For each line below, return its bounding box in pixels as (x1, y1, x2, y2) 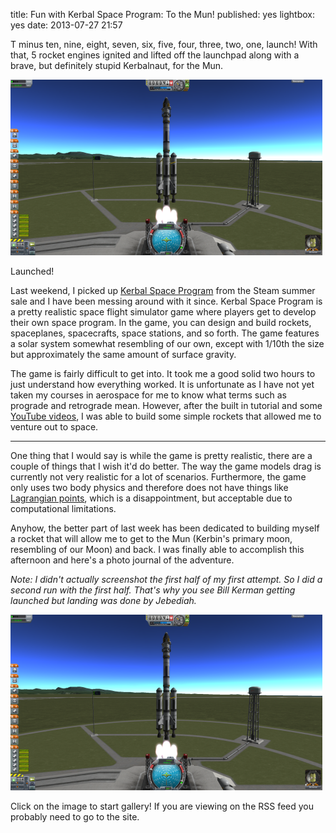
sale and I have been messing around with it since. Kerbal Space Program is (10, 295, 323, 307)
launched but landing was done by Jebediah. (10, 595, 197, 606)
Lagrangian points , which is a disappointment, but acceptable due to (10, 492, 293, 504)
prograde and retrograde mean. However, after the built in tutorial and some (10, 400, 323, 411)
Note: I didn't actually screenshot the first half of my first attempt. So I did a (10, 574, 323, 585)
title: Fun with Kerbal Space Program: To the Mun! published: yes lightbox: (10, 9, 315, 20)
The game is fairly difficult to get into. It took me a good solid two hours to (10, 368, 316, 379)
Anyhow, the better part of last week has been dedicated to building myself (10, 522, 320, 534)
